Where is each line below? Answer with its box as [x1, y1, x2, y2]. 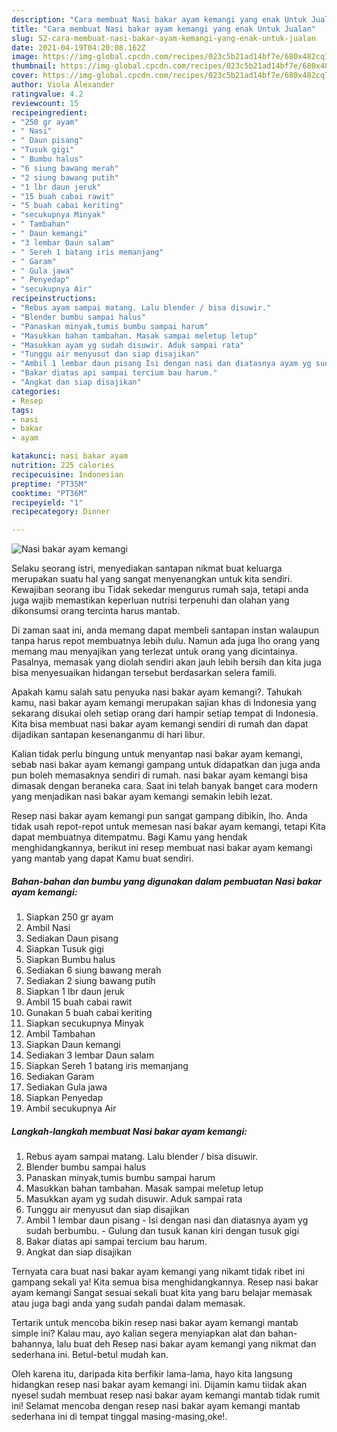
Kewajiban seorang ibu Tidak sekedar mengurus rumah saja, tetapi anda [11, 584, 309, 596]
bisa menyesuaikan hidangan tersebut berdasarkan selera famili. [11, 667, 278, 679]
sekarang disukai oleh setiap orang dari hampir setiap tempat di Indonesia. [11, 707, 319, 720]
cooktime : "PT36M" [11, 488, 88, 498]
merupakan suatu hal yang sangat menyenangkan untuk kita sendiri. [11, 573, 293, 585]
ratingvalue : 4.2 [11, 89, 84, 99]
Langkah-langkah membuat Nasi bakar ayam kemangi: [11, 1125, 248, 1137]
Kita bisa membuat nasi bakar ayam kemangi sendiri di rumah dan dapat [11, 718, 309, 730]
